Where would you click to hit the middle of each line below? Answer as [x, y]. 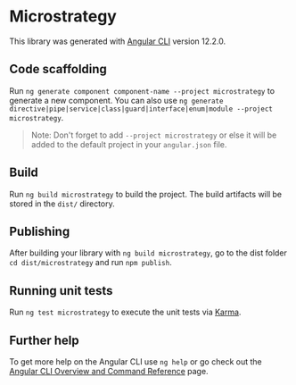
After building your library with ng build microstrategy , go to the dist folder [148, 253]
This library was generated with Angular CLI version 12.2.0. [118, 41]
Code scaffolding [58, 69]
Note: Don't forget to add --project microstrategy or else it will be [154, 135]
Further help [45, 340]
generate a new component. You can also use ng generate [116, 100]
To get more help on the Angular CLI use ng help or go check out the [136, 362]
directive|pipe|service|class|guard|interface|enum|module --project [141, 109]
